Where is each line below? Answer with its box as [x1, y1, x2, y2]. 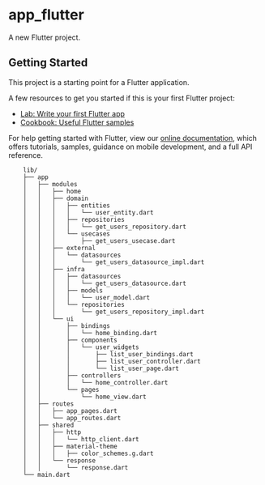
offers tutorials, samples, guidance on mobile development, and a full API [8, 142, 253, 151]
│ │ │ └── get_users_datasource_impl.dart [23, 257, 205, 266]
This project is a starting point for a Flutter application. [8, 77, 190, 87]
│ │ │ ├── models [23, 286, 104, 295]
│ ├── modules [23, 180, 79, 188]
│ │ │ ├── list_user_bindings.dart [23, 350, 194, 358]
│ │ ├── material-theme [23, 442, 118, 450]
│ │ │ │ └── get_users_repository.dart [23, 223, 186, 231]
